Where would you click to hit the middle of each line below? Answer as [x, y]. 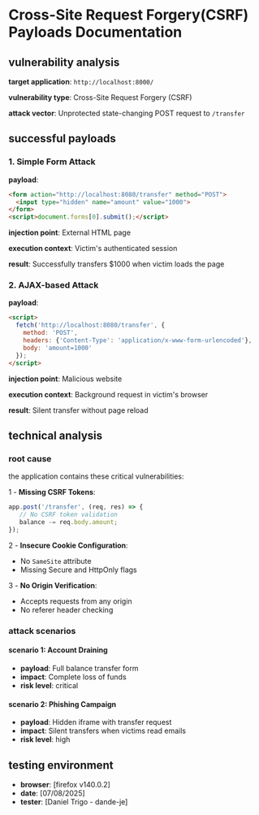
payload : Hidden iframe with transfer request [96, 722]
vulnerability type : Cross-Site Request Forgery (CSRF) [100, 98]
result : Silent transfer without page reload [78, 410]
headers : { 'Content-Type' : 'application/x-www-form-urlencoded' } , [138, 340]
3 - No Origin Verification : [53, 585]
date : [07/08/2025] [52, 793]
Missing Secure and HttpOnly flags [78, 570]
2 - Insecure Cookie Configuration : [68, 545]
